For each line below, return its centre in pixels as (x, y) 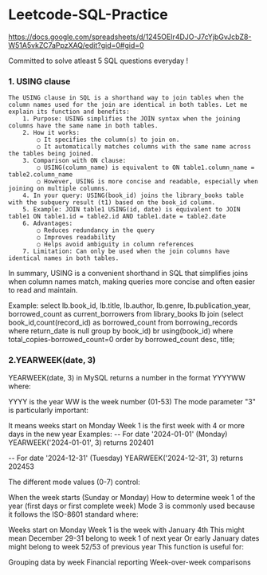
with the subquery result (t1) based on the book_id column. (112, 203)
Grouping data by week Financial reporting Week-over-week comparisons (130, 562)
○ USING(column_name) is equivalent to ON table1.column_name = (146, 168)
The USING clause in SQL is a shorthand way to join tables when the (126, 98)
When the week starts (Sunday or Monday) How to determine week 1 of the (132, 497)
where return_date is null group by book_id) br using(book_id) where (121, 331)
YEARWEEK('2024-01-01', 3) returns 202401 (81, 442)
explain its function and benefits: (69, 112)
